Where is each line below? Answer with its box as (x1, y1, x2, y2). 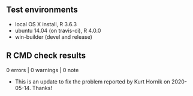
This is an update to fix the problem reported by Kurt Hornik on (14, 78, 170, 85)
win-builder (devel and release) (14, 33, 93, 41)
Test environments (6, 5, 78, 15)
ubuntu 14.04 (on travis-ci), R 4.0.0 (14, 27, 101, 34)
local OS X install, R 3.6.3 (14, 20, 77, 27)
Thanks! (32, 84, 53, 91)
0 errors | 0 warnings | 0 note (6, 66, 79, 73)
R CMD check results (6, 51, 86, 61)
